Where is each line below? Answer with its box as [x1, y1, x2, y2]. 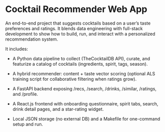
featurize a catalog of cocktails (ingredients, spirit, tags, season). [12, 61, 148, 67]
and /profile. [12, 91, 38, 97]
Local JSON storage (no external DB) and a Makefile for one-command [12, 115, 160, 121]
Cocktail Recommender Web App [5, 4, 147, 15]
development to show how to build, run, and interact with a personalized [5, 31, 155, 37]
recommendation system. [5, 36, 59, 42]
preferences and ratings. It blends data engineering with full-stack [5, 25, 143, 31]
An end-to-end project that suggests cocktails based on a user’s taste [5, 20, 151, 26]
